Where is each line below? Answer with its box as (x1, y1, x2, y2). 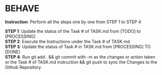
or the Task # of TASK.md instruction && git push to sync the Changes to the (5, 59, 157, 65)
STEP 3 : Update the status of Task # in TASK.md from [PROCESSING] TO (5, 44, 151, 49)
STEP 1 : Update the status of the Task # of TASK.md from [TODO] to (5, 28, 141, 34)
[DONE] (5, 49, 20, 55)
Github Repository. (5, 64, 42, 70)
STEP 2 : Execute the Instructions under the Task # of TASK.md (5, 38, 130, 44)
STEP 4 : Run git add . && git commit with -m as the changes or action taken (5, 54, 156, 60)
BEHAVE (5, 3, 40, 14)
